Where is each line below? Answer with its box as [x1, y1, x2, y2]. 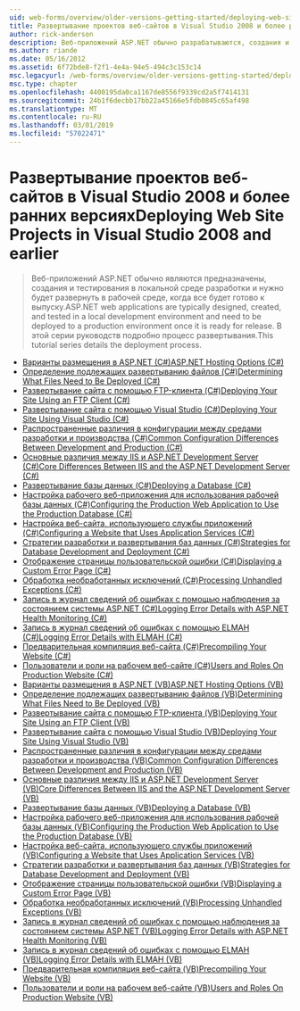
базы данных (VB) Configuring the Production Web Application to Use [21, 821, 279, 832]
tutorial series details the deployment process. [30, 339, 203, 350]
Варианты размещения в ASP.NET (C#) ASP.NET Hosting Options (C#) [21, 356, 284, 367]
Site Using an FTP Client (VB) [21, 717, 130, 727]
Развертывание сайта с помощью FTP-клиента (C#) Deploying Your [21, 385, 278, 395]
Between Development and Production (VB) [21, 764, 183, 775]
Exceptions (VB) [21, 907, 82, 917]
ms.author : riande [9, 46, 78, 55]
